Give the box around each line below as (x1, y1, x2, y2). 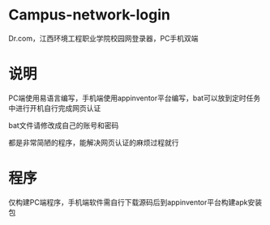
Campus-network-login (8, 6, 170, 24)
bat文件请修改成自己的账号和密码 (8, 120, 119, 130)
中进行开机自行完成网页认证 (8, 103, 101, 112)
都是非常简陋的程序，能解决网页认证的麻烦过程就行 (8, 138, 179, 147)
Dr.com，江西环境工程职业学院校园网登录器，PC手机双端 (8, 33, 199, 43)
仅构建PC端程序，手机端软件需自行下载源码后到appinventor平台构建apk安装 (8, 197, 262, 207)
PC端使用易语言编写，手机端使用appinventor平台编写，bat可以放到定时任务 (8, 93, 261, 103)
